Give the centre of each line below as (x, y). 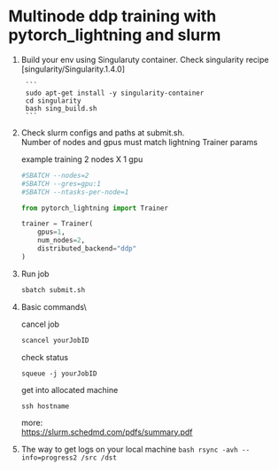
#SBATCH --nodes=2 (55, 175)
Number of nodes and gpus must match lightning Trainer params (139, 142)
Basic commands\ (54, 306)
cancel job (40, 324)
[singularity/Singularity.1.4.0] (73, 69)
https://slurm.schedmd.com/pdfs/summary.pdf (107, 432)
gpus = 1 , (51, 232)
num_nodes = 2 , (62, 241)
